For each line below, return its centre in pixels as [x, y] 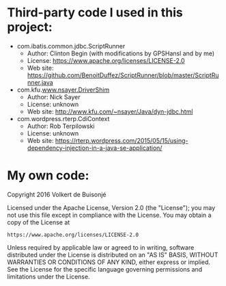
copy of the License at [39, 222]
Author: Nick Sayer [54, 96]
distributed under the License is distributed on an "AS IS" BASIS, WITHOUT [113, 255]
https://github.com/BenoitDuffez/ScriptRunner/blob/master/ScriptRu [123, 75]
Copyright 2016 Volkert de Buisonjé [57, 194]
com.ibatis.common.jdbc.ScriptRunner [71, 46]
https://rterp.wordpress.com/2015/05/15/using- [122, 140]
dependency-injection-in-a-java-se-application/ [95, 148]
